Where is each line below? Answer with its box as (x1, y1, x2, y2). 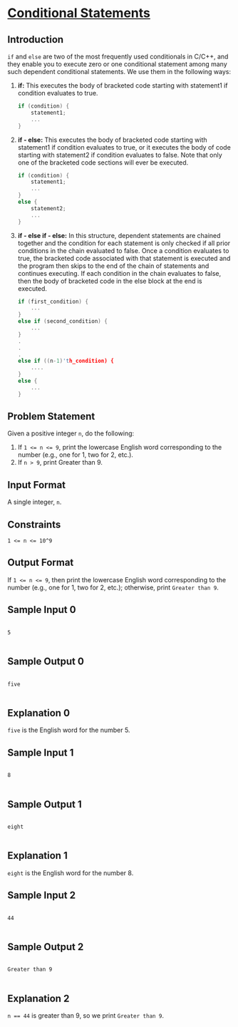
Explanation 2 (7, 992, 70, 1004)
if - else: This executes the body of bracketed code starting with (17, 135, 208, 144)
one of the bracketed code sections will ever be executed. (17, 158, 189, 167)
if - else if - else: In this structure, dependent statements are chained (17, 231, 221, 239)
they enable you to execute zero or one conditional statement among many (7, 60, 228, 68)
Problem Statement (7, 411, 95, 423)
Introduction (7, 33, 64, 46)
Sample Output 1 (7, 798, 82, 810)
